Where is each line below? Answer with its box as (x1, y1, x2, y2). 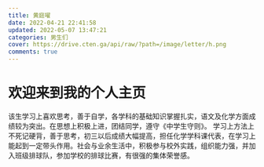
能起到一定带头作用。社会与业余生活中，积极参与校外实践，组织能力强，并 (8, 140, 249, 150)
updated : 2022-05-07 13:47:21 (8, 26, 108, 34)
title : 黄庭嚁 (8, 11, 51, 20)
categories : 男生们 (8, 33, 68, 42)
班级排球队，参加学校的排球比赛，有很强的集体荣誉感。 (14, 151, 194, 160)
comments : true (8, 48, 58, 56)
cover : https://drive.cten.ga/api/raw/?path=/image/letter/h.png (8, 41, 226, 49)
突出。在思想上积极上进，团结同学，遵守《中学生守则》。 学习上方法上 (28, 121, 255, 130)
